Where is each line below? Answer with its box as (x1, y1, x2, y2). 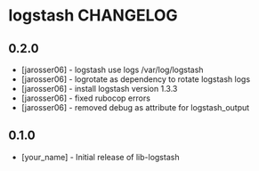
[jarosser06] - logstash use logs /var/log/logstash (20, 64, 204, 75)
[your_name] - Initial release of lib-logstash (20, 151, 180, 162)
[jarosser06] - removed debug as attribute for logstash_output (20, 102, 250, 112)
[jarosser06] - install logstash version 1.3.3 (20, 84, 178, 94)
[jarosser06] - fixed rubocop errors (20, 93, 150, 103)
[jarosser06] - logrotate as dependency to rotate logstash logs (20, 74, 251, 85)
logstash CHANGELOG (8, 5, 179, 26)
